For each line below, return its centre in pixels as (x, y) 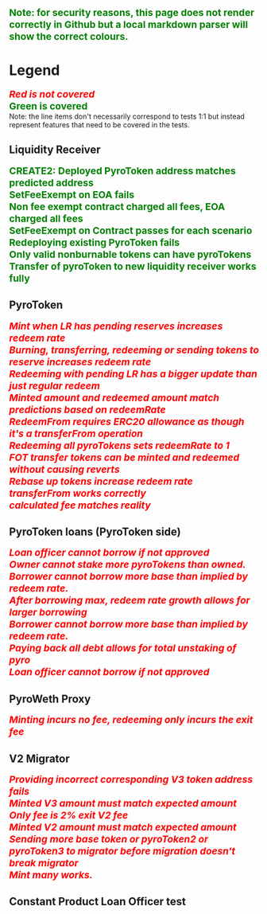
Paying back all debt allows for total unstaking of (123, 648)
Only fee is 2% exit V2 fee (69, 815)
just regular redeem (54, 385)
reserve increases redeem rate (80, 361)
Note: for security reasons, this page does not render (132, 13)
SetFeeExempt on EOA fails (72, 194)
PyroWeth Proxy (50, 699)
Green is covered (48, 106)
